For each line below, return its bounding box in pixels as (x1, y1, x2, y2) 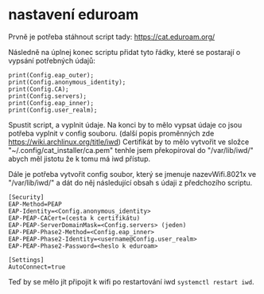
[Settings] (8, 256, 45, 264)
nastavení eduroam (8, 6, 139, 24)
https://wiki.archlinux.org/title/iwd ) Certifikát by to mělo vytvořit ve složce (8, 137, 250, 147)
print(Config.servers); (8, 92, 87, 100)
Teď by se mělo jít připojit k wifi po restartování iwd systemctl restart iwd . (8, 276, 254, 286)
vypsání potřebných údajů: (8, 56, 95, 65)
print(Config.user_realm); (8, 106, 98, 114)
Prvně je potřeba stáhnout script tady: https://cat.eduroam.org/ (8, 32, 215, 41)
